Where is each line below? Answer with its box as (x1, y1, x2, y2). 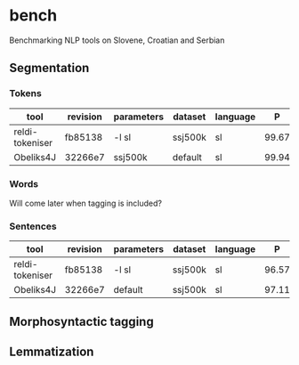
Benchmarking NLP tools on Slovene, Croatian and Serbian (9, 35, 225, 45)
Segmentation (9, 61, 90, 76)
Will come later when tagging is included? (9, 198, 163, 208)
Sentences (9, 220, 57, 232)
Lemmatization (9, 345, 94, 359)
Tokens (9, 87, 42, 100)
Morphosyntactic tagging (9, 313, 154, 329)
